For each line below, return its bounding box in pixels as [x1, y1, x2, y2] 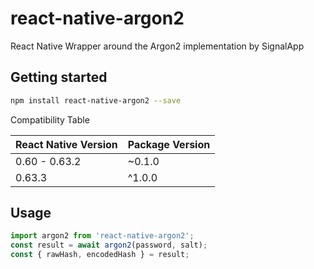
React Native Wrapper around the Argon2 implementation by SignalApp [10, 40, 305, 52]
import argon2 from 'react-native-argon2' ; [10, 231, 195, 241]
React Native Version [15, 137, 118, 151]
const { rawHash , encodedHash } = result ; [10, 250, 190, 260]
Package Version [127, 137, 211, 151]
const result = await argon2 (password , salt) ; [10, 240, 208, 251]
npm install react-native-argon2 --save [10, 95, 182, 106]
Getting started [10, 69, 108, 86]
